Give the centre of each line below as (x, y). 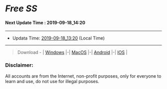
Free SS (21, 9)
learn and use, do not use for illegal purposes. (52, 81)
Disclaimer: (19, 65)
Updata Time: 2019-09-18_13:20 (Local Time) (59, 38)
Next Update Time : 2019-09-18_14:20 (45, 22)
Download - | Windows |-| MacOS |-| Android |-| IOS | (72, 52)
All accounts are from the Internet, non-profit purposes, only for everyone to (83, 76)
